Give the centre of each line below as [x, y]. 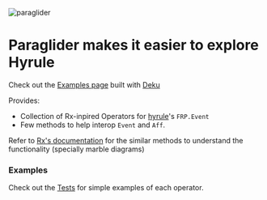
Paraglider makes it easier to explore [133, 45]
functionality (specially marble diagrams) [76, 149]
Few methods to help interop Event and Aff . [93, 125]
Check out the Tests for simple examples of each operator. [106, 188]
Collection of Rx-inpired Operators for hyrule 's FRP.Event [114, 116]
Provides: [24, 100]
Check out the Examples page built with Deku [84, 84]
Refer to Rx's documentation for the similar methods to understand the [126, 140]
